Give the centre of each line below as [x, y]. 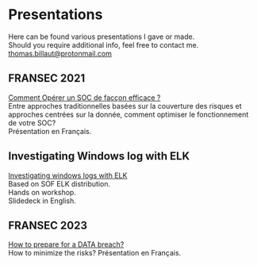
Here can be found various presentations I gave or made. [102, 36]
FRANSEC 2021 [47, 78]
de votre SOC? [32, 123]
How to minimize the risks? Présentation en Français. [95, 253]
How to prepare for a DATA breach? [66, 244]
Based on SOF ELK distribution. [59, 183]
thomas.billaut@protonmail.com [60, 53]
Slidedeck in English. [42, 201]
